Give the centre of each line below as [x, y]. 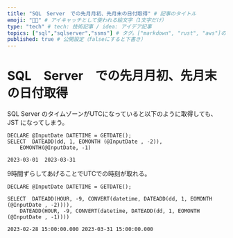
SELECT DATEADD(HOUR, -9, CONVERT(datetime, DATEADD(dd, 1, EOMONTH [110, 199]
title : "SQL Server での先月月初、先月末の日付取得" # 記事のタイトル [102, 14]
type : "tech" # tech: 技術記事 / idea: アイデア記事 [80, 26]
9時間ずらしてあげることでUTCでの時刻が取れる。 [79, 173]
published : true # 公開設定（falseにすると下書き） [77, 40]
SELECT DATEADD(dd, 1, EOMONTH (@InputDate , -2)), [85, 142]
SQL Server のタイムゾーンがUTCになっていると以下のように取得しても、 [112, 114]
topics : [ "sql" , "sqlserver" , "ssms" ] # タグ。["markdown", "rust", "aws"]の [117, 33]
